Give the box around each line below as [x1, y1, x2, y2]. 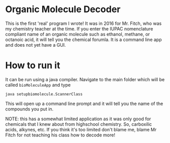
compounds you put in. [5, 105, 54, 112]
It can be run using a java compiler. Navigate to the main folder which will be [5, 76, 165, 82]
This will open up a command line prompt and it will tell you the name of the [5, 100, 163, 106]
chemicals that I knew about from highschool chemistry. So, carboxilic [5, 121, 152, 127]
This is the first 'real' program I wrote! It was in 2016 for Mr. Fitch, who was [5, 20, 162, 26]
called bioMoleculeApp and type [5, 82, 71, 88]
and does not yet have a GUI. [5, 42, 66, 48]
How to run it [5, 60, 60, 71]
